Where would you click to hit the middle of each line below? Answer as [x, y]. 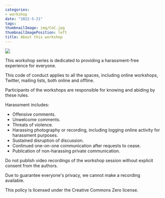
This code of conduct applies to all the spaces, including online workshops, [82, 75]
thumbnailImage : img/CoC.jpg [35, 28]
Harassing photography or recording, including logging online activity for [86, 130]
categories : [17, 10]
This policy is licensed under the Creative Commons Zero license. [72, 190]
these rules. [17, 95]
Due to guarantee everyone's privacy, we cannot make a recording [73, 175]
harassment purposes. [35, 135]
